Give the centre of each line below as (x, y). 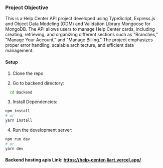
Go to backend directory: (38, 83)
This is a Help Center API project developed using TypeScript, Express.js (80, 19)
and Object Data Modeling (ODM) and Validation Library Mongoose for (78, 24)
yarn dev (14, 148)
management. (20, 51)
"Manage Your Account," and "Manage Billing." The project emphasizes (79, 40)
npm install (18, 111)
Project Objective (27, 8)
